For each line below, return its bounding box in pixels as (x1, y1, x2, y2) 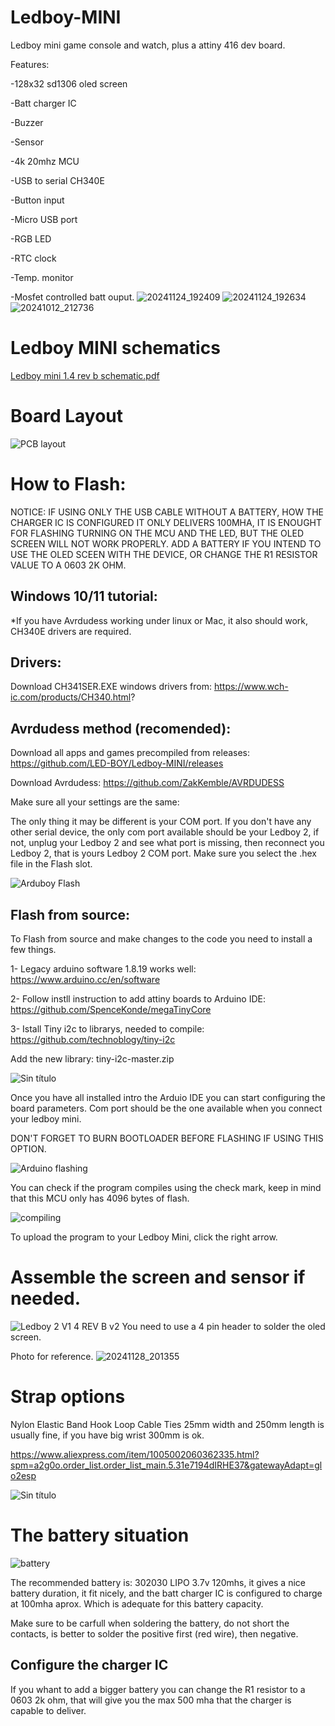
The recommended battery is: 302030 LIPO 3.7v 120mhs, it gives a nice (10, 1576, 306, 1588)
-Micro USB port (10, 213, 78, 225)
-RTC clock (10, 252, 57, 264)
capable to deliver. (10, 1704, 87, 1716)
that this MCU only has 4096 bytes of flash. (10, 1192, 190, 1204)
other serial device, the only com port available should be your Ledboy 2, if (10, 826, 320, 838)
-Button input (10, 194, 65, 206)
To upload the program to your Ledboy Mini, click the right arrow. (10, 1231, 278, 1243)
